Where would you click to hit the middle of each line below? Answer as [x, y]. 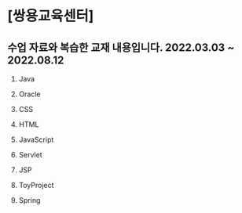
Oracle [29, 94]
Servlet [30, 155]
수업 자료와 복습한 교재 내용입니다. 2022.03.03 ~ [121, 47]
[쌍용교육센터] [51, 16]
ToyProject [36, 185]
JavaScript [36, 139]
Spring [29, 200]
